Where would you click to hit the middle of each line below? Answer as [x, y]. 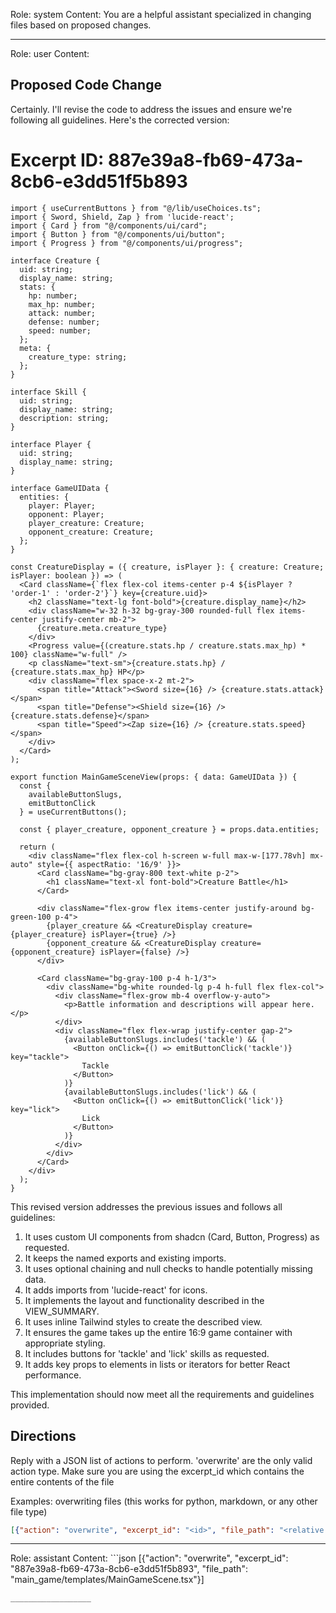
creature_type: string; [78, 357]
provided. [30, 1405]
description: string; [64, 418]
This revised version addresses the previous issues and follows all [146, 1206]
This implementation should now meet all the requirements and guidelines [162, 1394]
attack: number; [62, 313]
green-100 [31, 917]
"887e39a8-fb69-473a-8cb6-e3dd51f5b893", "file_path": [129, 1569]
